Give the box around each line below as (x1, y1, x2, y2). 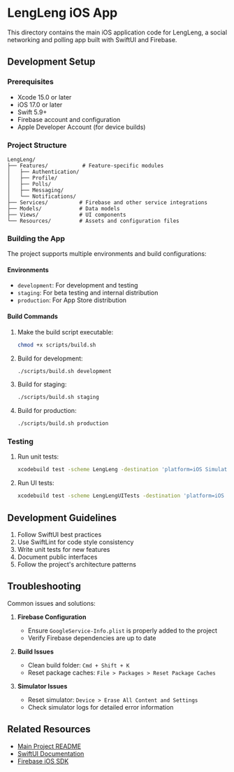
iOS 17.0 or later (17, 100, 63, 109)
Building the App (7, 233, 65, 243)
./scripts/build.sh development (17, 367, 112, 374)
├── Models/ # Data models (7, 205, 120, 212)
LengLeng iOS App (7, 5, 118, 21)
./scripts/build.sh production (17, 420, 109, 427)
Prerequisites (7, 77, 54, 87)
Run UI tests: (17, 479, 54, 487)
